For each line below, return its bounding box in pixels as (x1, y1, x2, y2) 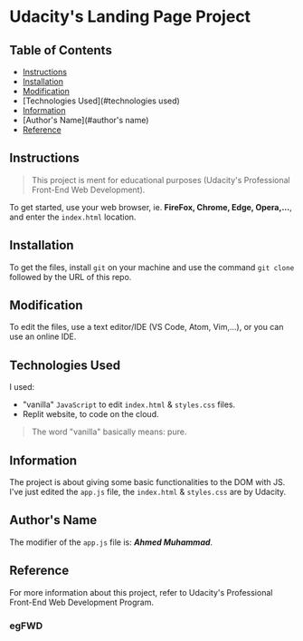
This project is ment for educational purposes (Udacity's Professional (31, 174, 291, 185)
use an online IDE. (9, 331, 77, 342)
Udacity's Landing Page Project (9, 6, 251, 27)
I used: (9, 382, 35, 393)
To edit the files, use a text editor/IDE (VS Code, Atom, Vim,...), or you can (9, 322, 284, 333)
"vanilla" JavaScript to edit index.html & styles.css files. (22, 399, 236, 410)
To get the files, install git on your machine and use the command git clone (9, 261, 295, 273)
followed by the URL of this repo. (9, 271, 132, 282)
